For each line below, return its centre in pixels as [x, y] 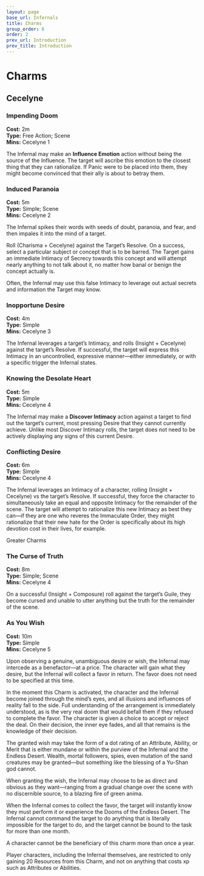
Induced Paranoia [33, 189]
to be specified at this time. [40, 680]
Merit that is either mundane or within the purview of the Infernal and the [97, 749]
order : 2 [17, 35]
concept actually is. [31, 271]
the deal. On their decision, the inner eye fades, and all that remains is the [98, 724]
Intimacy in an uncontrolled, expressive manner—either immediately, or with [101, 356]
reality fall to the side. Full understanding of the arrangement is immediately [101, 705]
